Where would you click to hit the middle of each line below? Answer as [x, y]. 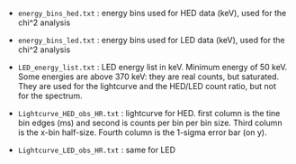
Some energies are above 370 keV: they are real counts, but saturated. [148, 77]
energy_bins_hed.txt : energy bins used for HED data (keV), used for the [152, 13]
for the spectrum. [50, 96]
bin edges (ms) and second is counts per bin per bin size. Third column [150, 123]
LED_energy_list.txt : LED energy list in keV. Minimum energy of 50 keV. [152, 67]
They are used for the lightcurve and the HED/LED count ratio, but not [147, 86]
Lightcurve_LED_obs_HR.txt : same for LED [97, 150]
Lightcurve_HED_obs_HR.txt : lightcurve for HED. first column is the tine [149, 113]
